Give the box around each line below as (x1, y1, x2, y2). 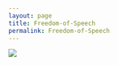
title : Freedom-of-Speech (8, 19, 95, 27)
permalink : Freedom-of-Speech (8, 26, 111, 35)
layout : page (8, 11, 53, 20)
